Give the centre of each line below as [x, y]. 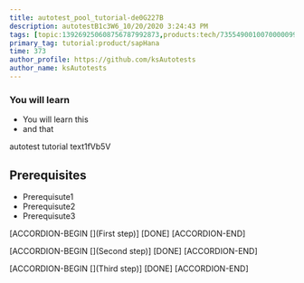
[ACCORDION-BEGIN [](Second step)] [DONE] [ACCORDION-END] [133, 250]
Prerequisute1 [48, 196]
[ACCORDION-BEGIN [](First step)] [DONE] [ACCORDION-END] [128, 233]
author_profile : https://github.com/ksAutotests [103, 60]
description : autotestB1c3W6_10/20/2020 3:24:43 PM [109, 26]
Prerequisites [48, 175]
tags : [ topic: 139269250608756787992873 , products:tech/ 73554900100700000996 [155, 34]
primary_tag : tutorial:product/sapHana [85, 43]
